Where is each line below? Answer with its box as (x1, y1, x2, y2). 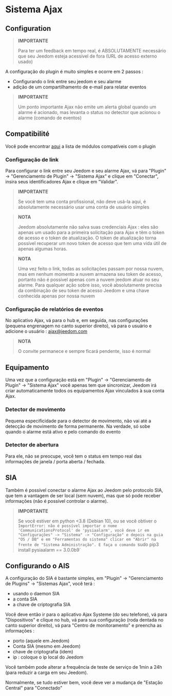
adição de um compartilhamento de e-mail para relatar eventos (12, 84, 146, 90)
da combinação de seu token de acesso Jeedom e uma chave (17, 288, 149, 294)
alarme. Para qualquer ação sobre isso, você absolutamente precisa (17, 282, 162, 288)
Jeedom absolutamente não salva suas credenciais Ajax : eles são (17, 224, 158, 230)
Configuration (5, 24, 51, 33)
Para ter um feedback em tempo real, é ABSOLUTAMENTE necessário (17, 48, 166, 53)
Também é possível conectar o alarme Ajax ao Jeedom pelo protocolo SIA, (5, 487, 163, 493)
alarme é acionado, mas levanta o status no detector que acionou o (17, 109, 161, 115)
